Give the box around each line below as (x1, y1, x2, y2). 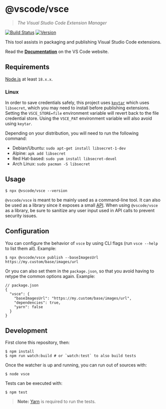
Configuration (5, 227, 50, 235)
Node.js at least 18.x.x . (5, 76, 53, 82)
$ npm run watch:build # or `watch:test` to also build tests (5, 354, 136, 359)
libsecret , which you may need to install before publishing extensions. (5, 105, 150, 111)
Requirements (5, 63, 50, 71)
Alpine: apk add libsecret (12, 150, 66, 156)
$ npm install (5, 349, 35, 354)
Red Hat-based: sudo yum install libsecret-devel (12, 156, 117, 162)
